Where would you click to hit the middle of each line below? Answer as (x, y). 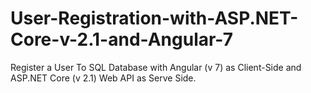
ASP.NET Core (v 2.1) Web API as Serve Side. (103, 78)
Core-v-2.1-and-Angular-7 (121, 39)
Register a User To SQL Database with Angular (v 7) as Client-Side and (156, 67)
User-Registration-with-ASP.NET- (154, 18)
